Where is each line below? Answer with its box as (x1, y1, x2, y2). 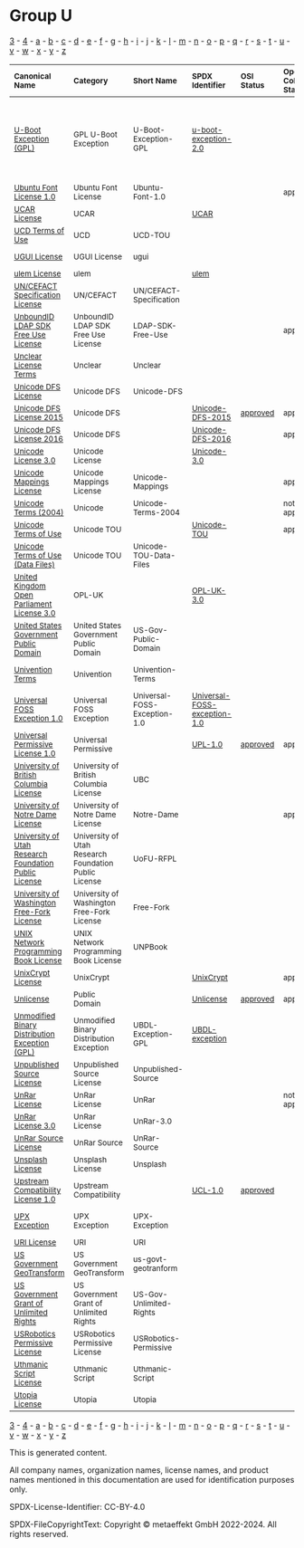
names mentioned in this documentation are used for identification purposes (9, 1474, 295, 1485)
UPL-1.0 (191, 739, 223, 750)
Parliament (14, 598, 52, 609)
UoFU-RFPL (132, 853, 177, 864)
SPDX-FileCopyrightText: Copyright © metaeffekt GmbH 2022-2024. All (9, 1518, 278, 1530)
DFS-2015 (191, 412, 232, 422)
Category (73, 75, 109, 86)
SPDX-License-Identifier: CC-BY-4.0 (9, 1501, 146, 1512)
